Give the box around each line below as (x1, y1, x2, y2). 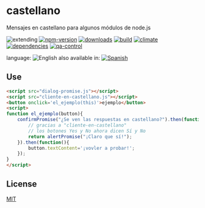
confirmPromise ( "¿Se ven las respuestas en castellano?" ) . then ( (17, 117, 184, 123)
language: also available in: (6, 54, 101, 61)
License (6, 179, 37, 190)
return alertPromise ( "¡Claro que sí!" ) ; (28, 133, 132, 139)
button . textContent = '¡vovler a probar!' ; (28, 145, 135, 151)
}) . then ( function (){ (17, 139, 70, 146)
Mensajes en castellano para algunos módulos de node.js (6, 24, 151, 31)
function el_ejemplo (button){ (6, 111, 84, 117)
